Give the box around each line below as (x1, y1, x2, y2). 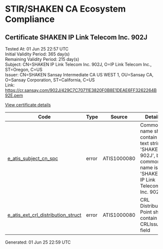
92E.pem (5, 92, 23, 98)
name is (140, 164, 158, 171)
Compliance (5, 14, 55, 25)
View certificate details (5, 102, 51, 107)
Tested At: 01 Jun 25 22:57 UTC (5, 46, 69, 52)
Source (111, 113, 128, 120)
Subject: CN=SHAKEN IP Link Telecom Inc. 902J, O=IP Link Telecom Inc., (5, 62, 152, 67)
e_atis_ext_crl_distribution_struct (7, 212, 81, 218)
